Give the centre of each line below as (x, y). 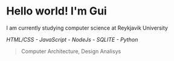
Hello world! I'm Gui (56, 11)
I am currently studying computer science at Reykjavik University (87, 28)
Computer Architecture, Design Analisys (71, 51)
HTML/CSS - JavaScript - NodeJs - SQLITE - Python (72, 39)
